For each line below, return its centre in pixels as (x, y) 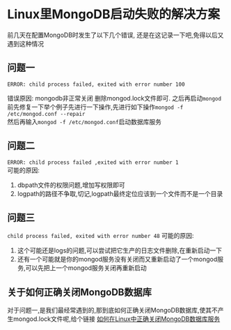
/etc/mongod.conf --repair (46, 114)
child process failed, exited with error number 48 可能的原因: (101, 236)
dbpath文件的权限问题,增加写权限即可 (71, 185)
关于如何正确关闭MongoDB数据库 (79, 292)
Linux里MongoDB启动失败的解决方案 (114, 14)
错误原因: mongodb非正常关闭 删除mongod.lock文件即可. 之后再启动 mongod (114, 98)
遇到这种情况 (25, 43)
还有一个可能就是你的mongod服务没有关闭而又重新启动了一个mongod (117, 260)
